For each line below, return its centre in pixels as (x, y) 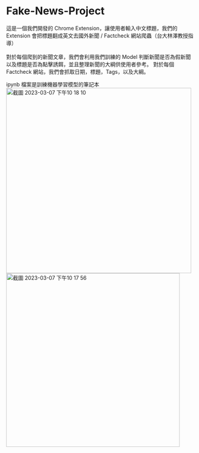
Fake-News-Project (56, 11)
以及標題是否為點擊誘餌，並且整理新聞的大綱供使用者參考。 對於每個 (90, 64)
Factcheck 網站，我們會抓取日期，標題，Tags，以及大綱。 (78, 71)
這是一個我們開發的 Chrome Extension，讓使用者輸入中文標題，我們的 (92, 28)
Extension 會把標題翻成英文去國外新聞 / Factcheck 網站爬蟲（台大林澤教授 (97, 35)
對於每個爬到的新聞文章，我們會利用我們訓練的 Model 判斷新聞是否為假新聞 (99, 57)
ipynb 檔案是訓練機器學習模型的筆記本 (53, 84)
